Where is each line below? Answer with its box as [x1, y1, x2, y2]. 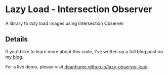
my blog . [5, 54, 24, 60]
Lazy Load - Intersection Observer [5, 4, 153, 15]
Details [5, 35, 28, 44]
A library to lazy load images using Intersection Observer [5, 20, 124, 26]
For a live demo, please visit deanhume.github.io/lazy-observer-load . [5, 63, 149, 69]
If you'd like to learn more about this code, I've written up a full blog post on [5, 48, 163, 54]
